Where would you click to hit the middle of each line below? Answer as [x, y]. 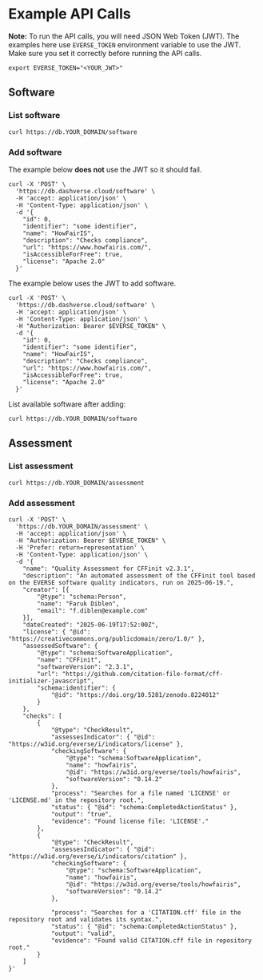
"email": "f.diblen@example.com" [93, 610]
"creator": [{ [46, 589]
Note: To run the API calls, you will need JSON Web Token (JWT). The [124, 36]
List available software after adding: [67, 404]
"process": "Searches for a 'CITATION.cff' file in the [146, 912]
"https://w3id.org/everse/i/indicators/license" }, [96, 744]
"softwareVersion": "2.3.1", [86, 666]
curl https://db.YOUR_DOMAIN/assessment [77, 483]
